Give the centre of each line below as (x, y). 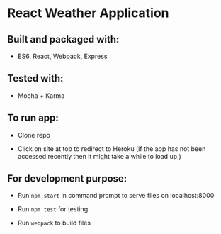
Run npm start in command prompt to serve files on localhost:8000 (116, 196)
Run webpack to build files (54, 223)
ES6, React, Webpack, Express (62, 56)
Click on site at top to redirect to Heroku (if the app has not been (112, 149)
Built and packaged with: (63, 39)
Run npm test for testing (53, 209)
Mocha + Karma (41, 95)
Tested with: (35, 78)
